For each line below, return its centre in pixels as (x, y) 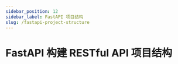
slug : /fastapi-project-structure (48, 22)
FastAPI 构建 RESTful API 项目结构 (89, 53)
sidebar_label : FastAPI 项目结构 (44, 17)
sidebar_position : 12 (32, 11)
